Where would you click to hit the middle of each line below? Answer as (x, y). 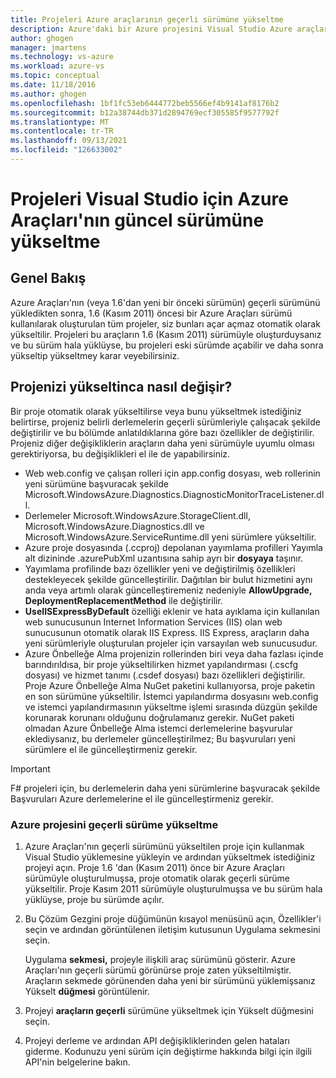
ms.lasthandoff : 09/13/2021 (69, 141)
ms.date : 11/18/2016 (53, 85)
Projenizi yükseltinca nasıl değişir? (121, 387)
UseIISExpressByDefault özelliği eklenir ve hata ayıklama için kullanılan (172, 611)
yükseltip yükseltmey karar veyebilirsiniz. (95, 355)
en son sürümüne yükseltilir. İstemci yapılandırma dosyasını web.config (171, 696)
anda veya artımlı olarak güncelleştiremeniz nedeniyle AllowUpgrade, (168, 590)
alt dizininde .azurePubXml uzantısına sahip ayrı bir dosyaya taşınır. (164, 558)
